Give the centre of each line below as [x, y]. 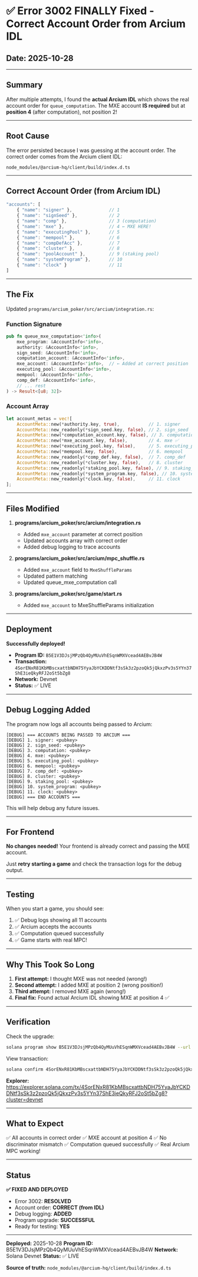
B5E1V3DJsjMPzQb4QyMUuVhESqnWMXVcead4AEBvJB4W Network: [92, 1250]
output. [15, 870]
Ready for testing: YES [42, 1226]
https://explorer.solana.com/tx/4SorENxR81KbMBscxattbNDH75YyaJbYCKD [98, 1087]
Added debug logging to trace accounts [72, 547]
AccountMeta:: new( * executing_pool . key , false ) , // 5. [89, 446]
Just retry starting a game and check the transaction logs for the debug [94, 864]
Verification [28, 1022]
